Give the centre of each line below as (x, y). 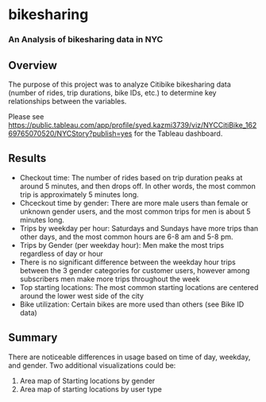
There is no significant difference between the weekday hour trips (127, 262)
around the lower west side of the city (82, 296)
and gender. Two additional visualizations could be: (92, 365)
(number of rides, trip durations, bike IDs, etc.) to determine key (112, 92)
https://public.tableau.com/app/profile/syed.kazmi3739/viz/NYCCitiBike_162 (133, 125)
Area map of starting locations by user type (91, 389)
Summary (33, 338)
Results (27, 158)
